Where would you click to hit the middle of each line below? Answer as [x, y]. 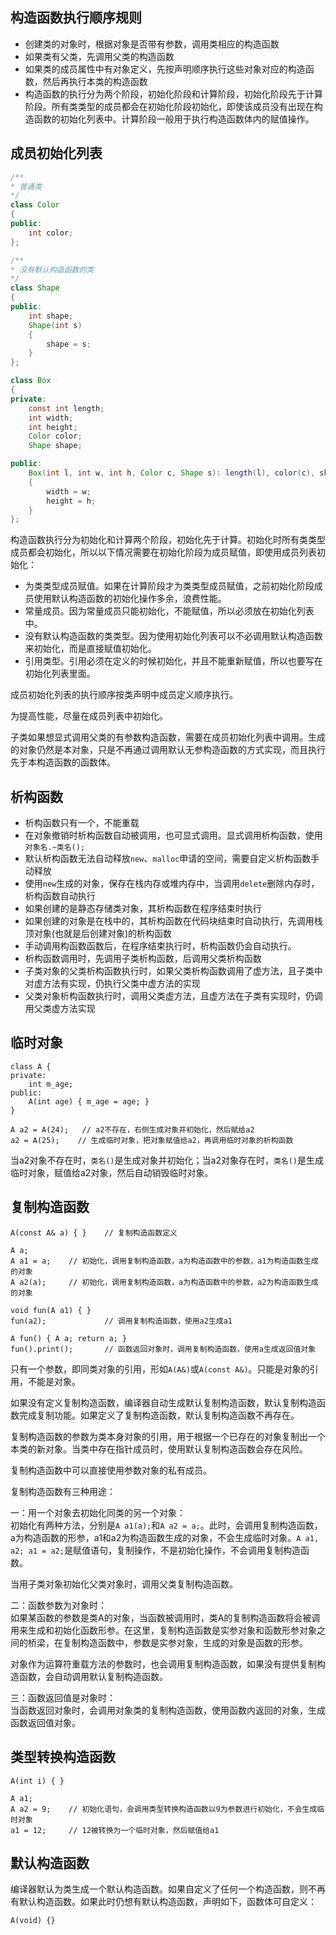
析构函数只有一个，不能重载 [82, 823]
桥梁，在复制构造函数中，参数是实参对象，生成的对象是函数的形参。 [167, 1642]
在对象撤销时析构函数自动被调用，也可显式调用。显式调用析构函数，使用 [173, 835]
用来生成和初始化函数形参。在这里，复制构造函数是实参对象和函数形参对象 [163, 1630]
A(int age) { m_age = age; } [89, 1101]
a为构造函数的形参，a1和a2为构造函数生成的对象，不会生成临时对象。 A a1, [165, 1537]
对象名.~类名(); [55, 848]
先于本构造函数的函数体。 [63, 762]
